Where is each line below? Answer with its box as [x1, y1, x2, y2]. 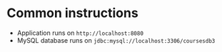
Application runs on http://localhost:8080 [16, 28, 144, 37]
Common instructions [6, 5, 138, 21]
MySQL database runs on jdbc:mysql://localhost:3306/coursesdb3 [16, 36, 216, 44]
